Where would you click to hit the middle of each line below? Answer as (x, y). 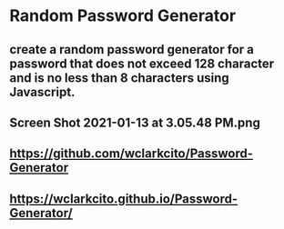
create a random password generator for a (132, 50)
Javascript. (42, 92)
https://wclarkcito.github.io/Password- (124, 199)
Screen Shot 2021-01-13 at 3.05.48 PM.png (135, 122)
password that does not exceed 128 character (142, 63)
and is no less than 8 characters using (119, 78)
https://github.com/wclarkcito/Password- (131, 154)
